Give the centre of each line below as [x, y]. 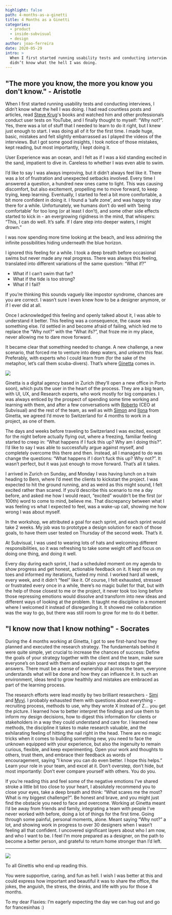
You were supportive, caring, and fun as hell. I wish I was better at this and [84, 875]
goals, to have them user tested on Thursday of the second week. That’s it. [84, 533]
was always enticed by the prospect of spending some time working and [82, 399]
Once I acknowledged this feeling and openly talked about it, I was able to [83, 315]
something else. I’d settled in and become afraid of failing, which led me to [84, 326]
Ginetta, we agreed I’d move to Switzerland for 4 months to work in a [78, 416]
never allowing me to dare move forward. [49, 337]
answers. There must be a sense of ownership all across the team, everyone [86, 669]
